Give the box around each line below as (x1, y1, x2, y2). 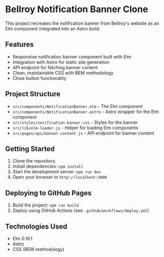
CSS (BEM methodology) (12, 246, 65, 252)
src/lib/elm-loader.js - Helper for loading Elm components (12, 125, 139, 131)
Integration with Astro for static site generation (12, 59, 110, 65)
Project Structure (5, 90, 61, 98)
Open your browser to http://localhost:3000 (12, 174, 107, 180)
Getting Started (5, 144, 55, 153)
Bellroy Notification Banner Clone (5, 4, 148, 15)
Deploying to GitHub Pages (5, 188, 92, 197)
